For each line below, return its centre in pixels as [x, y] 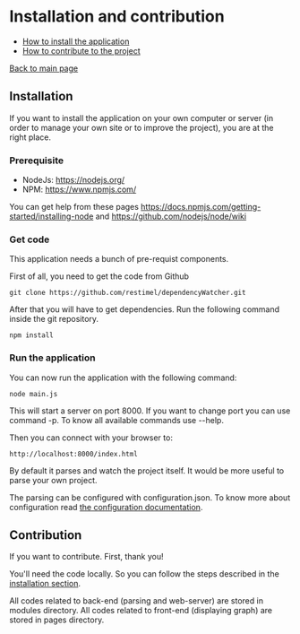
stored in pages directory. [57, 620]
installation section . [45, 584]
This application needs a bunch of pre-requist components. [119, 259]
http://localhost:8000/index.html [74, 454]
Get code [30, 239]
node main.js [34, 394]
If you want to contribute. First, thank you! [86, 557]
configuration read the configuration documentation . [106, 507]
